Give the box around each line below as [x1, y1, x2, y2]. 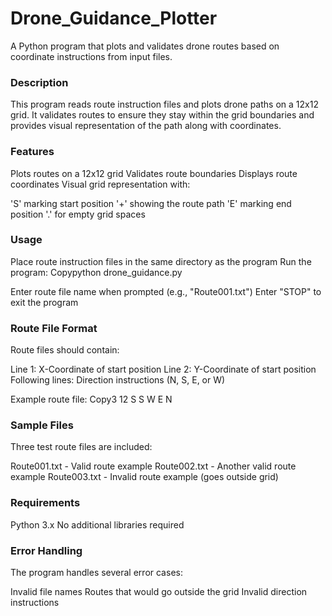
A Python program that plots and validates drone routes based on [10, 40, 280, 52]
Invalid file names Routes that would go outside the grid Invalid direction [10, 586, 308, 598]
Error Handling [10, 543, 83, 557]
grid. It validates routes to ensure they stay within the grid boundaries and [10, 109, 315, 121]
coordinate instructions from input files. [10, 50, 173, 62]
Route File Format [10, 321, 98, 335]
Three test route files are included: [10, 441, 153, 453]
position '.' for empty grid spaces [10, 208, 146, 220]
